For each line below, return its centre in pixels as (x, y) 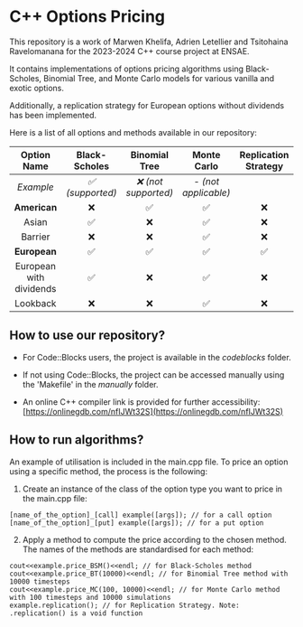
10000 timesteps (40, 581)
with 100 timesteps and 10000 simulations (90, 597)
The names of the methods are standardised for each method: (138, 549)
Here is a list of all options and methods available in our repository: (133, 132)
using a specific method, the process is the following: (109, 471)
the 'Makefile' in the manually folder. (91, 384)
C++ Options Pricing (87, 17)
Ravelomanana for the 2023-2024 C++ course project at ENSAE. (129, 51)
